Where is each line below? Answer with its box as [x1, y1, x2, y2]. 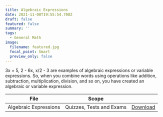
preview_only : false [9, 53, 52, 59]
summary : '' [5, 26, 30, 31]
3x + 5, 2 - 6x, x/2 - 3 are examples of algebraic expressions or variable [5, 67, 153, 73]
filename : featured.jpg [9, 44, 59, 49]
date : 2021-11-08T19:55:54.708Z [5, 12, 72, 17]
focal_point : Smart [9, 49, 50, 54]
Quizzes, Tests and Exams [64, 103, 127, 110]
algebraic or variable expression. [5, 83, 73, 89]
